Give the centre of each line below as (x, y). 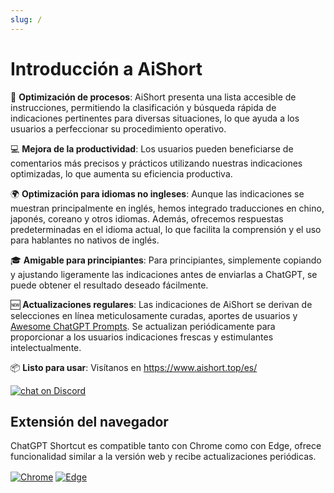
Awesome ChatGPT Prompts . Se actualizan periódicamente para (143, 326)
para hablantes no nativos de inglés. (85, 240)
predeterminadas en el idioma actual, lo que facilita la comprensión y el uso (166, 229)
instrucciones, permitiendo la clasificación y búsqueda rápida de (143, 107)
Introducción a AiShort (106, 68)
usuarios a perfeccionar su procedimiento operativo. (118, 128)
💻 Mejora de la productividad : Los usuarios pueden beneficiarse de (152, 148)
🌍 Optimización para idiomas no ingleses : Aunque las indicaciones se (157, 193)
